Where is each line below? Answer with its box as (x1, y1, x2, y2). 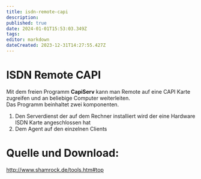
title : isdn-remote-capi (6, 8, 68, 15)
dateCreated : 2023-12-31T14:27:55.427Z (6, 43, 106, 49)
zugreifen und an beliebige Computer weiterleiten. (6, 94, 131, 102)
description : (6, 14, 39, 20)
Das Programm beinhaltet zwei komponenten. (6, 100, 119, 108)
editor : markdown (6, 37, 50, 43)
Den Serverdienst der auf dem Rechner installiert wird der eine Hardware (14, 112, 196, 120)
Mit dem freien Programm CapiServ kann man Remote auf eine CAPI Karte (6, 88, 191, 95)
